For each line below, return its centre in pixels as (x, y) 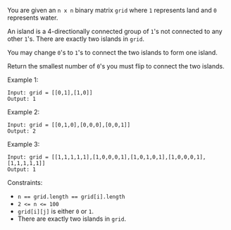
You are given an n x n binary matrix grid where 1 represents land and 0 (112, 10)
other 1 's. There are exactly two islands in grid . (76, 39)
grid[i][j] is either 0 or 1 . (55, 211)
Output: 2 (22, 131)
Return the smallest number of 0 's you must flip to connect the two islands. (116, 66)
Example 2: (24, 112)
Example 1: (23, 80)
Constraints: (25, 182)
